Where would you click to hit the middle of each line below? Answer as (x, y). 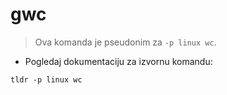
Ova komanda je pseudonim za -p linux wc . (125, 42)
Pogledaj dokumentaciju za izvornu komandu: (118, 61)
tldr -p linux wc (46, 79)
